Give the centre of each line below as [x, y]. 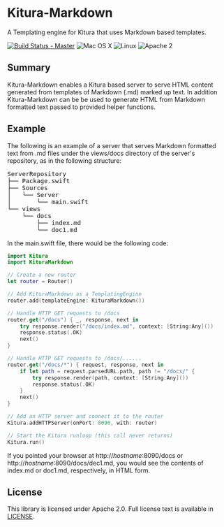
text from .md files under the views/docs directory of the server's [101, 153]
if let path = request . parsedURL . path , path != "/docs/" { [107, 371]
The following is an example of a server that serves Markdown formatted [112, 145]
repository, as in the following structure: [65, 160]
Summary [29, 68]
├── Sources [28, 188]
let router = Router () [40, 282]
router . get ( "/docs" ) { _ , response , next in [73, 319]
